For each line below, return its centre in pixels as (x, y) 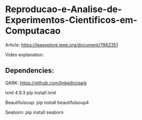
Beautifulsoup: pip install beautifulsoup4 (47, 102)
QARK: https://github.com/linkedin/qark (46, 83)
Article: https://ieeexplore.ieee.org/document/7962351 (62, 45)
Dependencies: (30, 71)
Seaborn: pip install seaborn (34, 112)
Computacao (33, 31)
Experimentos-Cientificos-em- (71, 20)
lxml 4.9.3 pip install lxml (31, 93)
